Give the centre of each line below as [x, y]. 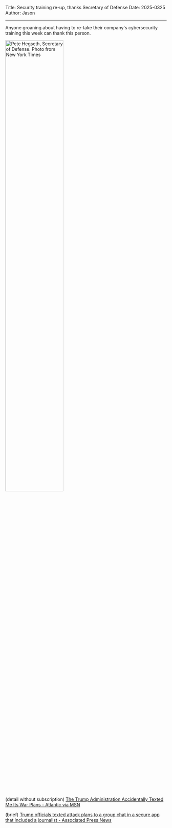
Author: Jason [20, 13]
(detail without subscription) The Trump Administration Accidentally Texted [84, 799]
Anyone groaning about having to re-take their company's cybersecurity [81, 27]
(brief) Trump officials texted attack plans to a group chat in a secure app [82, 815]
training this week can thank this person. [48, 33]
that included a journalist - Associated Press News [58, 820]
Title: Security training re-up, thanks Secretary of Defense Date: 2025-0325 [85, 7]
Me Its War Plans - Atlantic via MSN [43, 805]
